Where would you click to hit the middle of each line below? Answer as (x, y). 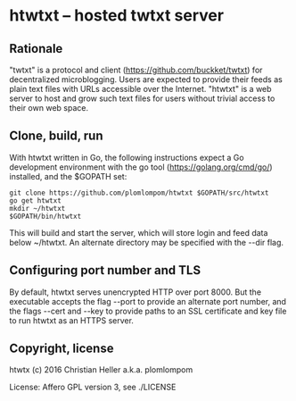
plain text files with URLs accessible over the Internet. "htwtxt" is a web (140, 89)
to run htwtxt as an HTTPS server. (71, 320)
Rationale (36, 49)
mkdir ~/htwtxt (37, 208)
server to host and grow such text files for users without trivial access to (142, 98)
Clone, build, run (56, 136)
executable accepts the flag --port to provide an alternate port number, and (148, 301)
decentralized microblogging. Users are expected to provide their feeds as (146, 79)
